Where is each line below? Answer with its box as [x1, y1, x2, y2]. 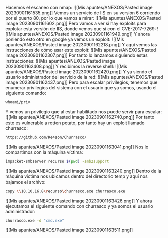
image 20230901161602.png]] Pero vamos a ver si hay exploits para [5, 20, 146, 26]
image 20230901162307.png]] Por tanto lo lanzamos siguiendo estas [5, 52, 148, 58]
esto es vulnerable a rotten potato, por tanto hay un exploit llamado [5, 120, 145, 126]
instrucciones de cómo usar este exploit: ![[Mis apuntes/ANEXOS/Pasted [5, 47, 156, 53]
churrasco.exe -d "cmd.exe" [5, 218, 65, 223]
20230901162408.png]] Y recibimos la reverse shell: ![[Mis [5, 63, 127, 69]
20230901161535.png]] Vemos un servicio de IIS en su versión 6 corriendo [5, 10, 160, 16]
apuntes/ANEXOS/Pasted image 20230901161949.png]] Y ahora [17, 31, 150, 37]
